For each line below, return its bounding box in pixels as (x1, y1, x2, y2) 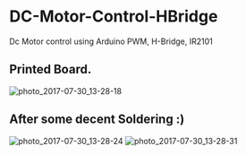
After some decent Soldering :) (9, 112, 185, 127)
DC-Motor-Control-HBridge (9, 6, 218, 27)
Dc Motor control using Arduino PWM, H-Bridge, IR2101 (9, 36, 213, 47)
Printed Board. (9, 62, 92, 77)
